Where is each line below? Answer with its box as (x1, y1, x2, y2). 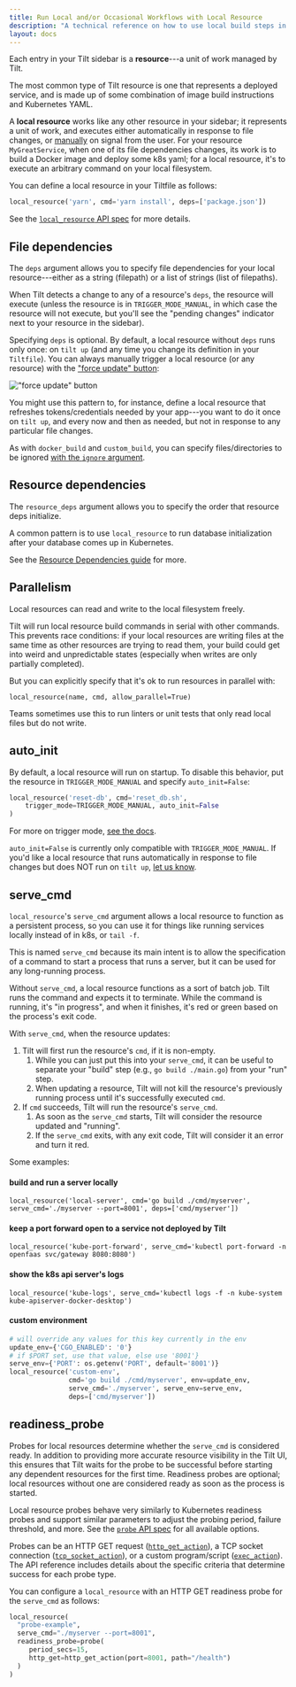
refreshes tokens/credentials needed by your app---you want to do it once (9, 406, 281, 417)
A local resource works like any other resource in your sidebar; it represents (9, 116, 287, 127)
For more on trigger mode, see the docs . (9, 825, 157, 837)
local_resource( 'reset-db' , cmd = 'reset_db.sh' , (9, 793, 188, 802)
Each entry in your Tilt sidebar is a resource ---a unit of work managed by (9, 54, 277, 65)
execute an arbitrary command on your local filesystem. (9, 163, 212, 174)
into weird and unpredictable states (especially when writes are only (9, 648, 258, 660)
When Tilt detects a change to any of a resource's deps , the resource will (9, 290, 274, 300)
